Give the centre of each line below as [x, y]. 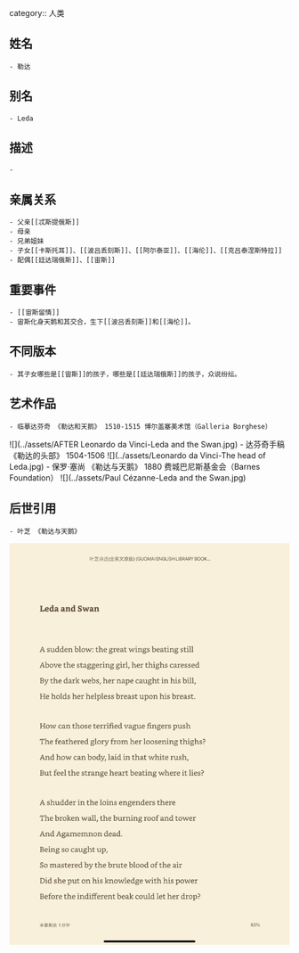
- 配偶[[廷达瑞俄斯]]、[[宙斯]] [62, 260]
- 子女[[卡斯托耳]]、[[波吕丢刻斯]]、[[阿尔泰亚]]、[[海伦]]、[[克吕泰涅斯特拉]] [146, 251]
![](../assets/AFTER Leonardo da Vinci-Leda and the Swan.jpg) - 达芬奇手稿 [147, 444]
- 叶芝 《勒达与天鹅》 [45, 531]
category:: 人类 [37, 13]
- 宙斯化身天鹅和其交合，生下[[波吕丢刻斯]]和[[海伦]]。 [102, 322]
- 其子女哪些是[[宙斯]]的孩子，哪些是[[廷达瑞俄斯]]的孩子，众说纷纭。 [125, 374]
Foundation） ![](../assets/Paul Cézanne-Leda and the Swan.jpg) [128, 477]
